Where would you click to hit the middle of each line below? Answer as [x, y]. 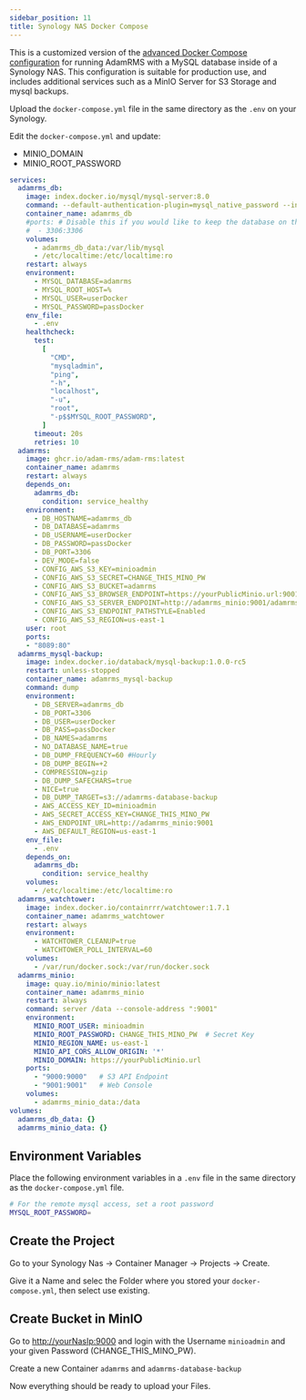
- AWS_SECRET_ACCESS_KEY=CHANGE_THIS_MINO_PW [121, 815]
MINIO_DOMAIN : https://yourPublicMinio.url [117, 1060]
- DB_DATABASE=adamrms [76, 527]
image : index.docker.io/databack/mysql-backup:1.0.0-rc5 [136, 662]
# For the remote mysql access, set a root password [112, 1204]
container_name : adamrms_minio [85, 992]
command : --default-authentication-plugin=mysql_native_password [153, 206]
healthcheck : [51, 332]
